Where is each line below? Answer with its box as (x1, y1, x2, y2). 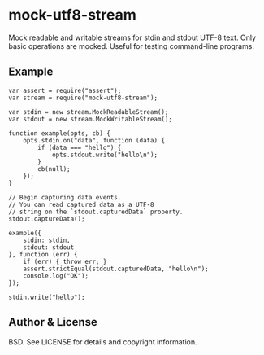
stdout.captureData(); (8, 214, 85, 223)
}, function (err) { (8, 250, 79, 258)
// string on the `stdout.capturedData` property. (8, 208, 184, 216)
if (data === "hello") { (37, 143, 122, 151)
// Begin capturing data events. (8, 193, 122, 201)
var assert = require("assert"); (8, 86, 122, 94)
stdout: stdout (23, 243, 75, 252)
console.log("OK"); (23, 271, 89, 280)
